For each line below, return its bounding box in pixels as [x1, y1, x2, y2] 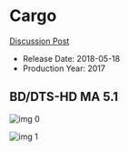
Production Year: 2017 [22, 63, 106, 74]
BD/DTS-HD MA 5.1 [9, 89, 119, 105]
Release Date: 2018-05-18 [22, 53, 121, 64]
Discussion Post [9, 35, 70, 46]
